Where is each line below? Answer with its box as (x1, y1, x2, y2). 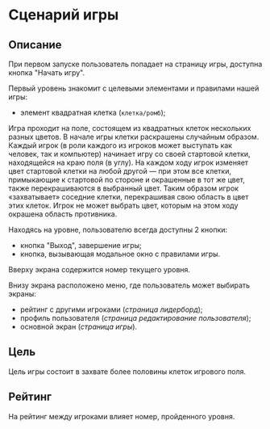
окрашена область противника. (8, 209, 118, 219)
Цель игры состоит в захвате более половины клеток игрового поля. (8, 366, 247, 376)
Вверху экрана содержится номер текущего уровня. (8, 265, 191, 274)
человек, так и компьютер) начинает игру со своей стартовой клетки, (8, 149, 251, 158)
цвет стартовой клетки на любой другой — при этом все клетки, (8, 166, 232, 175)
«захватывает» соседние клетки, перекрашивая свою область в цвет (8, 192, 249, 201)
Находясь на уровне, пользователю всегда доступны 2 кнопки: (8, 225, 228, 234)
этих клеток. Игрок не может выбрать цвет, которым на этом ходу (8, 200, 239, 210)
